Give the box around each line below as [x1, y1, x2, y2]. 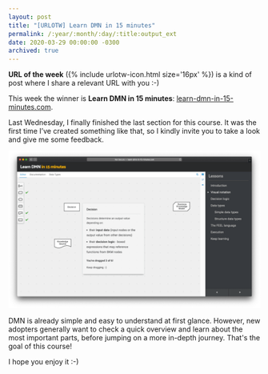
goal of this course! [8, 341, 72, 352]
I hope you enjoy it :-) [8, 357, 79, 367]
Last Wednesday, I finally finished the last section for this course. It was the [8, 118, 258, 127]
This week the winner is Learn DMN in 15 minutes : [8, 94, 175, 103]
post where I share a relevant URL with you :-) [8, 78, 160, 88]
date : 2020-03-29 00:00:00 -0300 [8, 38, 120, 46]
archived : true [8, 46, 59, 55]
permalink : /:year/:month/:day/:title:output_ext [8, 30, 178, 38]
